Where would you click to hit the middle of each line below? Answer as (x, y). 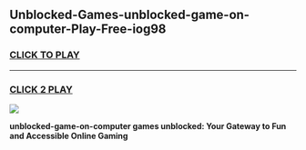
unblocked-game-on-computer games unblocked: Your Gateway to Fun (148, 125)
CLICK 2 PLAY (41, 89)
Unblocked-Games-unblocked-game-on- (130, 15)
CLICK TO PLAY (45, 55)
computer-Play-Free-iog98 (88, 30)
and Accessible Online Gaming (69, 135)
